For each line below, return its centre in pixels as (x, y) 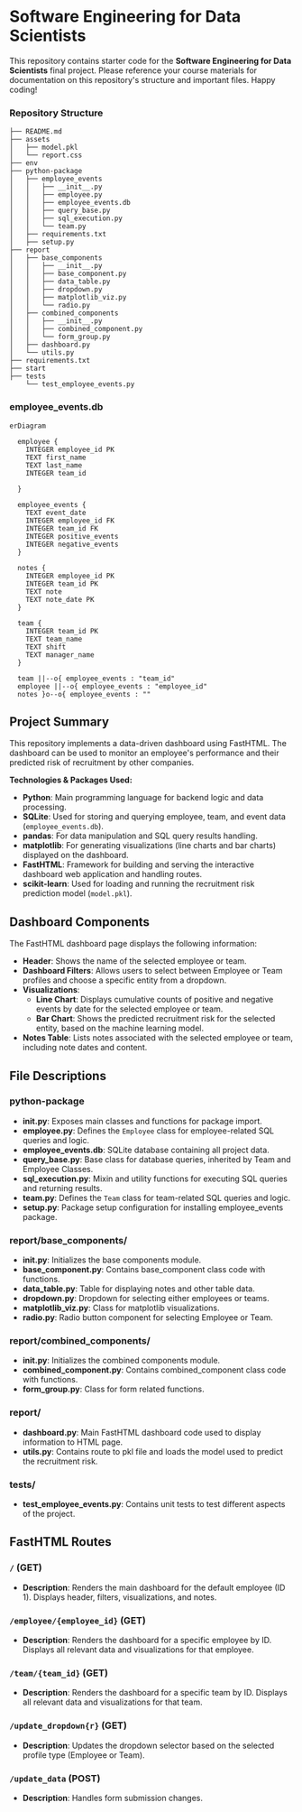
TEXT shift (46, 647)
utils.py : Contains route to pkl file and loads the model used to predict (153, 1451)
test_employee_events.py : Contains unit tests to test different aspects (154, 1504)
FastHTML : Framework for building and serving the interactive (138, 864)
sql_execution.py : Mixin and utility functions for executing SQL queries (155, 1179)
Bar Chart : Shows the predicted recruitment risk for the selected (156, 1019)
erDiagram (28, 426)
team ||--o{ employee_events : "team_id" (96, 679)
